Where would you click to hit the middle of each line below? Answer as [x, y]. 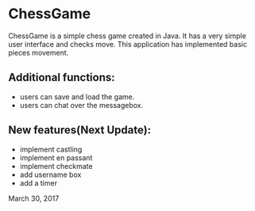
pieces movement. [39, 52]
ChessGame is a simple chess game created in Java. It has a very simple [127, 36]
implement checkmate [56, 166]
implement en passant [56, 157]
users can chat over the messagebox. [81, 105]
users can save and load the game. [77, 97]
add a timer [39, 182]
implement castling [51, 149]
